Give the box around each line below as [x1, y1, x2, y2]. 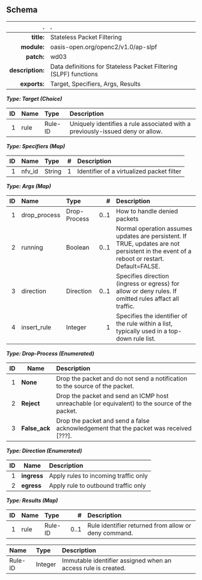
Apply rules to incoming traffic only [49, 471, 148, 480]
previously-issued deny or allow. [69, 127, 163, 135]
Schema [6, 5, 38, 15]
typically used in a [116, 327, 167, 335]
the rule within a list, [116, 319, 173, 327]
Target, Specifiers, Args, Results [50, 80, 141, 88]
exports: [20, 80, 45, 88]
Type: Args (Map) [6, 182, 51, 189]
